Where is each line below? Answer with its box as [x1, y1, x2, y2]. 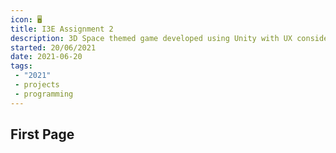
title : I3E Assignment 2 [10, 24, 114, 34]
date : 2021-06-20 [10, 52, 83, 62]
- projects [14, 80, 60, 90]
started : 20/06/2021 [10, 42, 97, 53]
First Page [10, 126, 75, 143]
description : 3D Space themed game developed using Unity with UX [10, 33, 293, 43]
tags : [10, 61, 33, 71]
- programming [14, 89, 74, 99]
